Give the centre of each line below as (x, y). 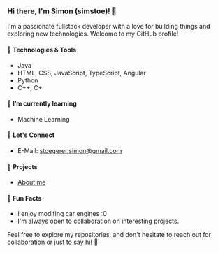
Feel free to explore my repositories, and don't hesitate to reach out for (109, 235)
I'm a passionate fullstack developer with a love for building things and (109, 27)
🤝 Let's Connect (31, 135)
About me (31, 182)
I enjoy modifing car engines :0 (62, 214)
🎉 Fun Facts (24, 198)
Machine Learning (43, 119)
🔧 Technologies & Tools (42, 50)
